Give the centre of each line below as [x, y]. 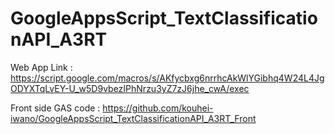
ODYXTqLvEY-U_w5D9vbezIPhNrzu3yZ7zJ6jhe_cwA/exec [130, 88]
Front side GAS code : [55, 108]
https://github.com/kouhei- [158, 108]
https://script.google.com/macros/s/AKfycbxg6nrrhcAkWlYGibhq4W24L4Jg [167, 78]
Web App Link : [41, 67]
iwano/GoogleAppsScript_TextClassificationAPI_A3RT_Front [133, 118]
